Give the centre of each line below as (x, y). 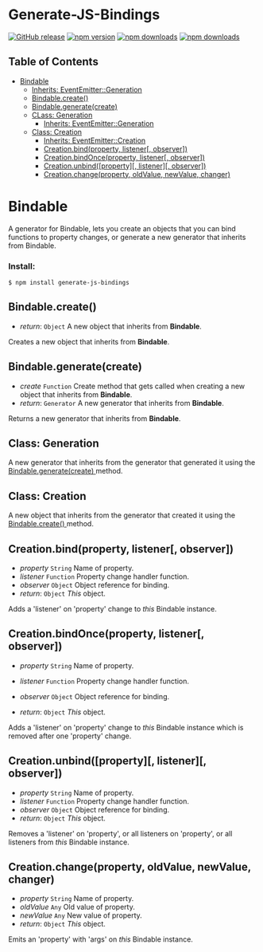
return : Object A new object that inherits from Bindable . (111, 326)
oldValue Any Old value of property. (77, 907)
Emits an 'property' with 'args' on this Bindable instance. (101, 939)
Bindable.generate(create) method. (66, 471)
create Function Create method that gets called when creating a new (132, 386)
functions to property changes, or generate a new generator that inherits (127, 237)
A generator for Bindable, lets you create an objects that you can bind (122, 228)
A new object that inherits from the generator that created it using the (122, 515)
